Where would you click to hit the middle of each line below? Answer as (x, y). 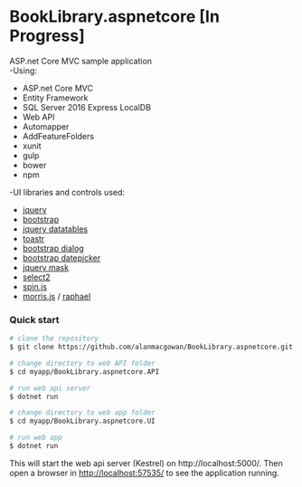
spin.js (35, 286)
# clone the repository (54, 339)
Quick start (35, 320)
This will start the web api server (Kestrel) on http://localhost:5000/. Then (146, 463)
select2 (37, 277)
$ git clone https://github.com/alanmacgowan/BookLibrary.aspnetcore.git (151, 347)
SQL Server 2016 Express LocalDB (87, 107)
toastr (33, 238)
